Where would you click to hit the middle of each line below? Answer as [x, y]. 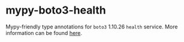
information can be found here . [44, 33]
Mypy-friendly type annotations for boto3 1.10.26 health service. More [92, 27]
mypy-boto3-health [56, 10]
